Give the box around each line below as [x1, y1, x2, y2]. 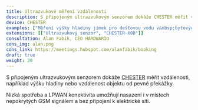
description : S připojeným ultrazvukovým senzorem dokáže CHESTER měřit [6, 14, 189, 20]
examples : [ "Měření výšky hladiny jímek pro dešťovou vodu [6, 25, 154, 31]
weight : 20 [6, 57, 33, 63]
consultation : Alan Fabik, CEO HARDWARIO [6, 36, 110, 42]
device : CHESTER [6, 19, 46, 25]
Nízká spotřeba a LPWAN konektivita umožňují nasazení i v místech [6, 91, 170, 98]
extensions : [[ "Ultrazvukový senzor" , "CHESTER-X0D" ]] [6, 30, 144, 36]
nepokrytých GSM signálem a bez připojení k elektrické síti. [6, 97, 150, 104]
